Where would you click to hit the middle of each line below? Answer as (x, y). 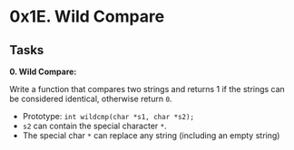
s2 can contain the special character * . (95, 126)
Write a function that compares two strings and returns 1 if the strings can (147, 89)
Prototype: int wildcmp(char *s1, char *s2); (108, 116)
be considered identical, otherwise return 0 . (91, 98)
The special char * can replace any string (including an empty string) (151, 136)
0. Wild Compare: (43, 71)
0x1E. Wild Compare (87, 17)
